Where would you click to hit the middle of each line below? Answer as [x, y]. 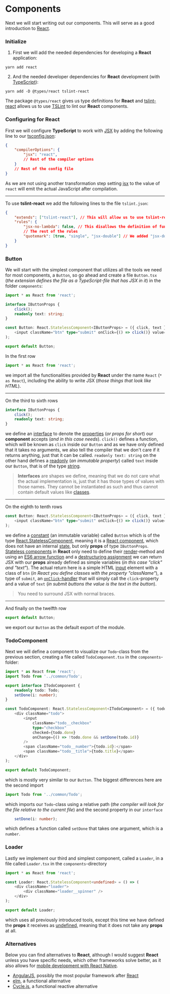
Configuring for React [32, 119]
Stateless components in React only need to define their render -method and [85, 551]
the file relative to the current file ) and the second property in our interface [84, 810]
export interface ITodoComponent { [43, 686]
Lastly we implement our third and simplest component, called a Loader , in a [84, 858]
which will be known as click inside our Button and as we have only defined [85, 445]
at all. [11, 930]
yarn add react [21, 67]
